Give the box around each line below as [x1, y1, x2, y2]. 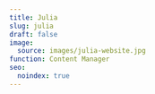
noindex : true [17, 72, 70, 81]
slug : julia [9, 21, 54, 30]
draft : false [9, 30, 58, 38]
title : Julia [9, 13, 58, 22]
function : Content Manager [9, 55, 110, 64]
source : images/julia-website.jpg [17, 47, 146, 56]
